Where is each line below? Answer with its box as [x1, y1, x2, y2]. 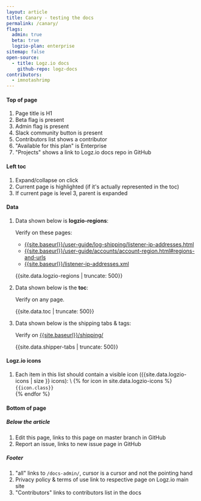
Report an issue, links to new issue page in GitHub [15, 440, 141, 447]
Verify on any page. [15, 295, 65, 303]
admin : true [12, 32, 43, 38]
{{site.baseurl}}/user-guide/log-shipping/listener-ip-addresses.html [24, 240, 194, 248]
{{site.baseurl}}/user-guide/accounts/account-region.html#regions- [24, 247, 195, 254]
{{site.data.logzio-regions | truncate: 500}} [15, 272, 123, 279]
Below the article [6, 418, 51, 426]
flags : [6, 26, 23, 32]
